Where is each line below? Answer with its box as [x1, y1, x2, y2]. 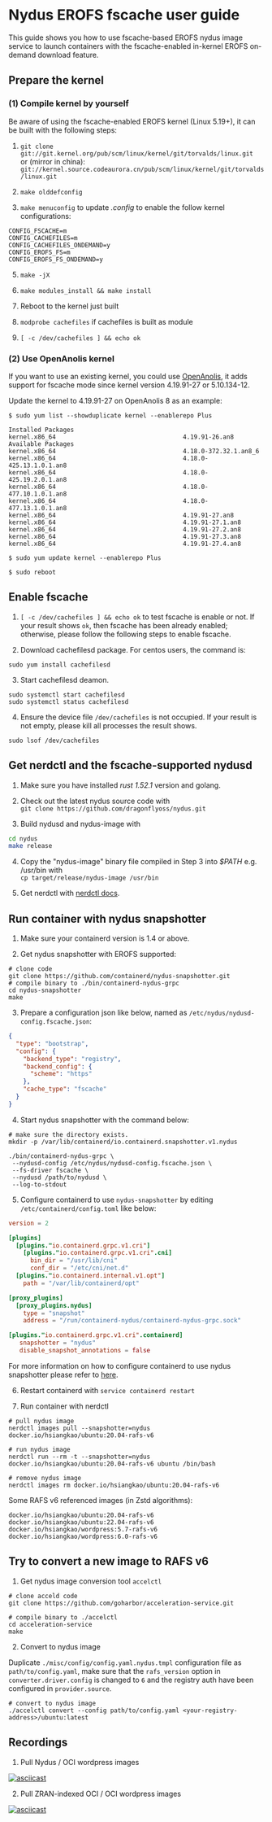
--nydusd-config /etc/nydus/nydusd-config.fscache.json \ [11, 1159, 213, 1167]
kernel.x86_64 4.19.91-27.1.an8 [8, 518, 242, 527]
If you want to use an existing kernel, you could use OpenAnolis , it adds [8, 371, 248, 381]
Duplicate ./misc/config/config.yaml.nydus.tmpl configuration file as [8, 1658, 242, 1667]
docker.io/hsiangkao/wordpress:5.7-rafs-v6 [8, 1525, 158, 1533]
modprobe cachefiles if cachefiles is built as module [19, 317, 193, 326]
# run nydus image [8, 1445, 71, 1453]
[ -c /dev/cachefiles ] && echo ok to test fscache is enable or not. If [19, 612, 255, 622]
